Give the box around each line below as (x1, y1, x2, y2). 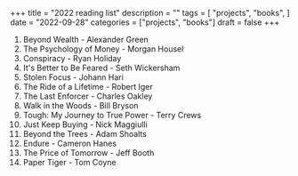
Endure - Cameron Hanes (22, 138, 117, 148)
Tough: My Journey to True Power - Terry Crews (22, 110, 202, 120)
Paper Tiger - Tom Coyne (22, 157, 117, 167)
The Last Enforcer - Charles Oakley (22, 91, 153, 101)
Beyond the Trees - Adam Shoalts (22, 129, 148, 139)
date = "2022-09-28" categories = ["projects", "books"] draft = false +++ (10, 17, 280, 28)
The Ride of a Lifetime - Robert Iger (22, 82, 154, 92)
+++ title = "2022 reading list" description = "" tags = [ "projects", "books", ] (10, 8, 290, 18)
